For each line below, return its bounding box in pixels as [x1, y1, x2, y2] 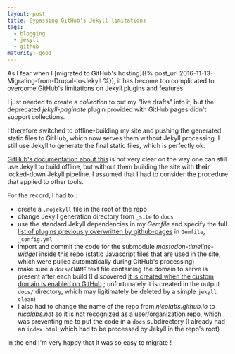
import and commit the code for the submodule [17, 242, 155, 250]
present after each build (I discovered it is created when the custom [17, 272, 215, 281]
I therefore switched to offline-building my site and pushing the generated [7, 126, 222, 135]
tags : [7, 23, 23, 30]
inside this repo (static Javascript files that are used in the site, [39, 250, 221, 258]
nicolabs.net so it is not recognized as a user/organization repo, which [17, 310, 222, 318]
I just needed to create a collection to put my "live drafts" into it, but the [7, 97, 215, 106]
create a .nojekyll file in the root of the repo [17, 205, 148, 213]
